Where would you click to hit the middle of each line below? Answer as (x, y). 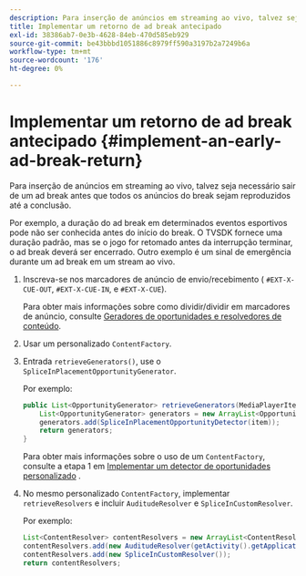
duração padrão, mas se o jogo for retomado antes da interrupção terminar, (151, 242)
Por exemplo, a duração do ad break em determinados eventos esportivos (148, 222)
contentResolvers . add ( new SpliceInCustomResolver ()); (127, 554)
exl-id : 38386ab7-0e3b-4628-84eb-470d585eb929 (99, 35)
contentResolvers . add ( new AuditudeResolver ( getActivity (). (137, 546)
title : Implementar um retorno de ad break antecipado (116, 26)
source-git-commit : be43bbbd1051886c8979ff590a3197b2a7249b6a (130, 43)
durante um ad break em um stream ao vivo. (92, 262)
